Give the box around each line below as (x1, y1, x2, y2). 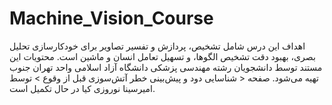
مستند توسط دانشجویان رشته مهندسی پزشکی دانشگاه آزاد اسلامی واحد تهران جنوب (9, 61, 323, 73)
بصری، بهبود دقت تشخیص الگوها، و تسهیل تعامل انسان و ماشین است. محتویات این (9, 50, 316, 62)
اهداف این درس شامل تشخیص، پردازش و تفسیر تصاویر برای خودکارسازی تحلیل (9, 40, 306, 52)
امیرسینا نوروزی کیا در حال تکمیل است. (9, 82, 156, 94)
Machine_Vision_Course (9, 7, 214, 30)
